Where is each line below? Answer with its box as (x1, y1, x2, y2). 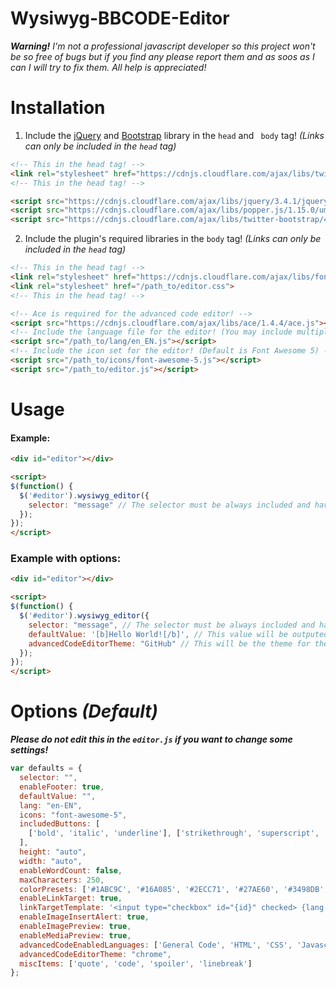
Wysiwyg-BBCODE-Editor (10, 7, 230, 30)
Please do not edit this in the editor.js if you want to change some (10, 733, 293, 746)
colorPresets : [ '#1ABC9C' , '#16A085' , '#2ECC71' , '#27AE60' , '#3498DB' (19, 884, 325, 894)
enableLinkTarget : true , (19, 893, 123, 904)
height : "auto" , (19, 847, 87, 857)
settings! (10, 744, 49, 756)
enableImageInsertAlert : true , (19, 912, 150, 922)
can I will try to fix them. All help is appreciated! (10, 61, 207, 73)
